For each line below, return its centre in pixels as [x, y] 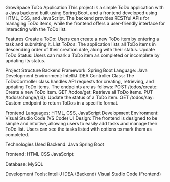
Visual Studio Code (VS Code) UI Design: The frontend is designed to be [81, 118]
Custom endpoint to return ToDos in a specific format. [62, 103]
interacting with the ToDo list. [36, 29]
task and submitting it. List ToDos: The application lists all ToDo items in [81, 44]
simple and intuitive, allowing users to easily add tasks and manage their [81, 124]
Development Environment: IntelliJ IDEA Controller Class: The [70, 76]
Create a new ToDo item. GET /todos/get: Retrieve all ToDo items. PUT [79, 92]
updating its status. [26, 60]
